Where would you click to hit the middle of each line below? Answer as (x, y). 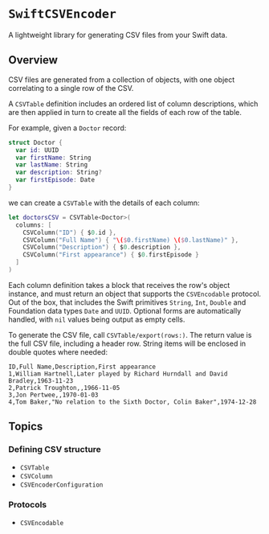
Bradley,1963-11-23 (41, 380)
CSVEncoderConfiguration (61, 485)
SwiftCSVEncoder (62, 14)
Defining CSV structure (55, 450)
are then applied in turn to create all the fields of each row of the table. (125, 112)
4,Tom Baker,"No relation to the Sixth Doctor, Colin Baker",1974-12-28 (132, 402)
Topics (26, 427)
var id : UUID (37, 150)
